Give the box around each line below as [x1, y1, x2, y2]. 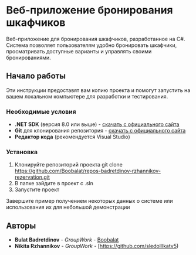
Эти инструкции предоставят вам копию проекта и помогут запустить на [6, 86, 191, 94]
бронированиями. [6, 54, 51, 61]
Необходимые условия [6, 107, 76, 115]
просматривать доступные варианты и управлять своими [6, 47, 152, 55]
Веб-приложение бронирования [6, 4, 173, 17]
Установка [6, 148, 38, 156]
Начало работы [6, 71, 66, 81]
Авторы [6, 220, 36, 230]
